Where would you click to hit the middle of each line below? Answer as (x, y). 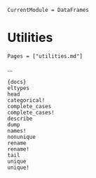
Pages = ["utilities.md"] (45, 56)
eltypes (19, 88)
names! (17, 131)
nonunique (22, 137)
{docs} (17, 82)
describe (20, 119)
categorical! (26, 100)
